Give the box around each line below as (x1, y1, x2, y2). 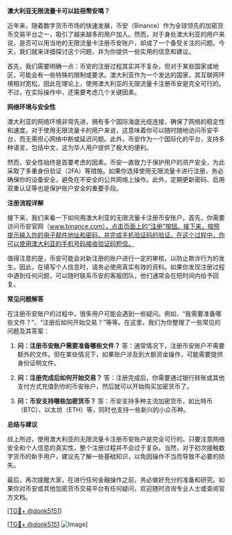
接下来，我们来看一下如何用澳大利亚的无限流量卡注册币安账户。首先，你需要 (7, 214, 225, 221)
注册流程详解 (7, 199, 43, 207)
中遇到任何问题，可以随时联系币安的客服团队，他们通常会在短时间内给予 (7, 271, 213, 280)
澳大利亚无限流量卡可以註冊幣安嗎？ (7, 7, 110, 15)
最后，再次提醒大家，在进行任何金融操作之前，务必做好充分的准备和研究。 (7, 475, 219, 484)
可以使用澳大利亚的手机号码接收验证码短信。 (7, 239, 135, 248)
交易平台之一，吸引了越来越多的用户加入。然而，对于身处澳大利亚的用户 (12, 30, 219, 38)
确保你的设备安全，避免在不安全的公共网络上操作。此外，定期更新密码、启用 (7, 176, 225, 183)
